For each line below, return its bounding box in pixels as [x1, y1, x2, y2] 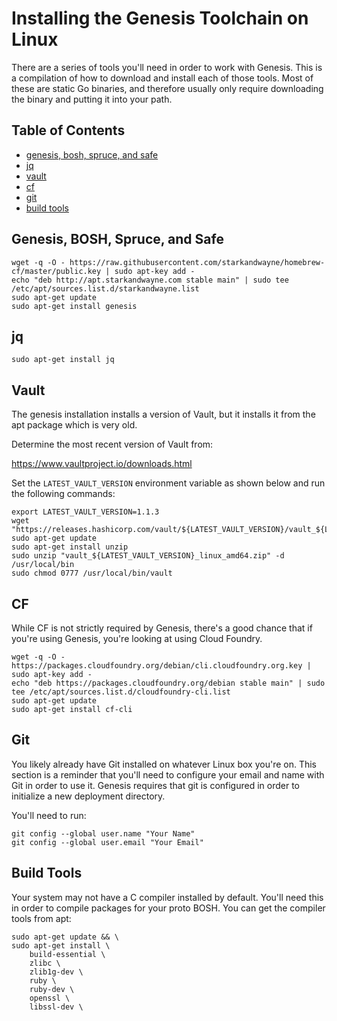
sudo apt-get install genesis [11, 301, 138, 311]
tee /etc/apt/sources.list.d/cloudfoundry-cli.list [11, 687, 231, 697]
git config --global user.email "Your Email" [11, 837, 204, 847]
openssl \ [29, 993, 71, 1003]
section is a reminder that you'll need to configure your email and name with [11, 768, 325, 781]
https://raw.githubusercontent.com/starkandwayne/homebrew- [69, 257, 326, 267]
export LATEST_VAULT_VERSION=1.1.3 [11, 507, 160, 517]
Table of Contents [11, 122, 126, 139]
